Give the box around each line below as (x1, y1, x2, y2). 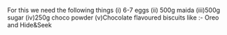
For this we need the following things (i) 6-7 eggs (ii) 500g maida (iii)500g (7, 6, 221, 14)
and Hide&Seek (7, 21, 53, 29)
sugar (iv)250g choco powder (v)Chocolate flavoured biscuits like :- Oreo (7, 13, 219, 22)
